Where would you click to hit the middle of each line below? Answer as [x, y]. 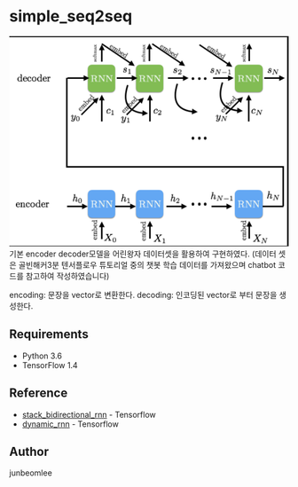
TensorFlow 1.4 [50, 365]
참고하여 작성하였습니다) [67, 276]
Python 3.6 [42, 356]
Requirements [49, 334]
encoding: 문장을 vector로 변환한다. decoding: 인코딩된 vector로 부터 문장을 [143, 295]
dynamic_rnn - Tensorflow [71, 424]
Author [29, 451]
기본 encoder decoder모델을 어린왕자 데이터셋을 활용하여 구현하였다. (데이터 [143, 254]
